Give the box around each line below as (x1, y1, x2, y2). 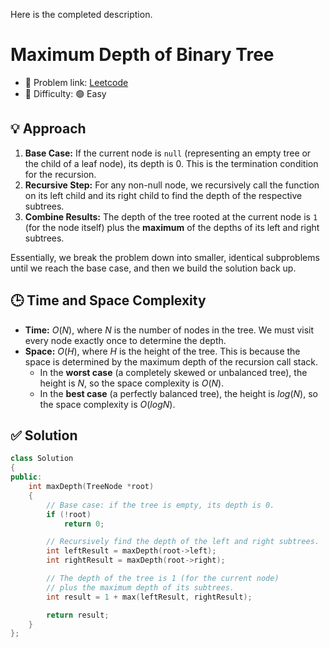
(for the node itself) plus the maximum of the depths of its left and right (24, 221, 320, 233)
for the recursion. (24, 168, 97, 180)
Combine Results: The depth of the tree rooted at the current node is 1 (24, 210, 318, 223)
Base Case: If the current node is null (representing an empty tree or (24, 147, 312, 159)
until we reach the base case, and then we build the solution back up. (10, 262, 297, 274)
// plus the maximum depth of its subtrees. (46, 582, 235, 593)
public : (10, 472, 43, 483)
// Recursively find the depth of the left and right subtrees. (46, 537, 320, 547)
